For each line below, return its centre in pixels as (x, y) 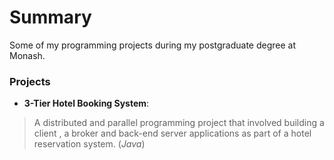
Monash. (27, 55)
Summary (50, 17)
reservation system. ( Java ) (89, 144)
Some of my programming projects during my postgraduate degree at (153, 45)
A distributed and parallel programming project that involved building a (179, 123)
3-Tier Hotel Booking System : (86, 103)
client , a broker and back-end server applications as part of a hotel (172, 133)
